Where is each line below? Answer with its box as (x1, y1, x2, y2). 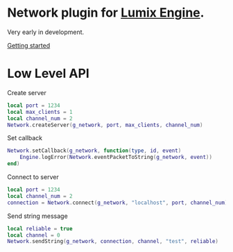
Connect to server (7, 173, 59, 181)
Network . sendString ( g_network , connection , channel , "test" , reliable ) (7, 238, 218, 245)
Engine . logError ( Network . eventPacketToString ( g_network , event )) (19, 154, 213, 161)
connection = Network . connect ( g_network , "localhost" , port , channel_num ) (7, 199, 228, 206)
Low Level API (7, 66, 90, 81)
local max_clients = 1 (7, 108, 73, 115)
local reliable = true (7, 225, 73, 232)
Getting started (7, 41, 51, 49)
